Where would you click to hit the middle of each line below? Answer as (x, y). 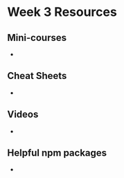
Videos (23, 115)
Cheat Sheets (37, 76)
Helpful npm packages (57, 153)
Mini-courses (37, 38)
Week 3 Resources (62, 12)
